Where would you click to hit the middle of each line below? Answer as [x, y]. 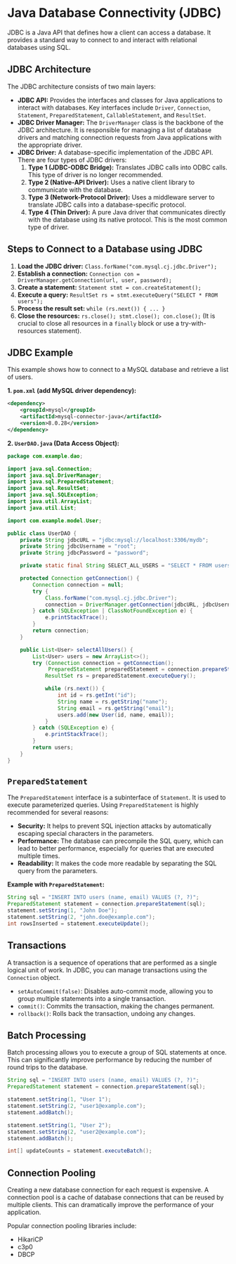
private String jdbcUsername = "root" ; [78, 546]
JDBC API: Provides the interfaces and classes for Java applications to [120, 100]
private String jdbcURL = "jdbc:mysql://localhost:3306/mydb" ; [114, 540]
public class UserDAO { [42, 533]
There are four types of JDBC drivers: [72, 160]
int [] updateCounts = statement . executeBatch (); [80, 1151]
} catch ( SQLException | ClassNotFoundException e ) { [113, 611]
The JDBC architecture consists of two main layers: [81, 86]
